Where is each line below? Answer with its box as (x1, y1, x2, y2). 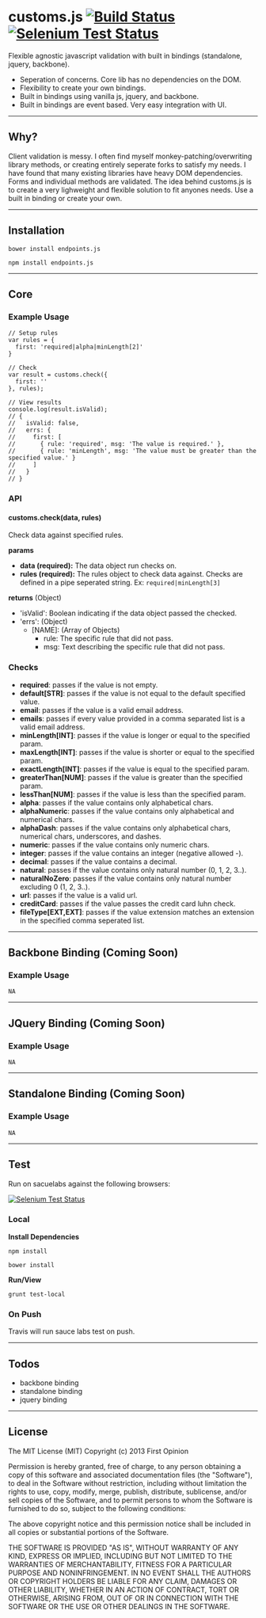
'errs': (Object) (19, 617, 68, 626)
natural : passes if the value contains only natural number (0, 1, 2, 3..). (19, 865, 247, 874)
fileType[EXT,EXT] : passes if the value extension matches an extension (19, 907, 255, 916)
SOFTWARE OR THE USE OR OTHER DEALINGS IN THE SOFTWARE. (8, 1601, 230, 1611)
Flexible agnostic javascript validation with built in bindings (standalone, (8, 51, 243, 60)
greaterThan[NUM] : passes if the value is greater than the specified (19, 772, 243, 782)
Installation (8, 224, 65, 238)
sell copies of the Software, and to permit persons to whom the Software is (8, 1495, 253, 1505)
